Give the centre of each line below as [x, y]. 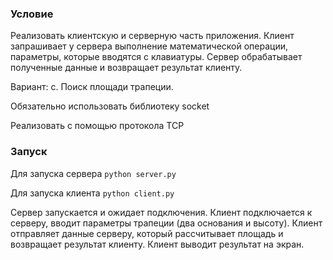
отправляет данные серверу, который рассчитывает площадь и [147, 233]
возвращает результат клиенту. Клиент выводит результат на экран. [157, 244]
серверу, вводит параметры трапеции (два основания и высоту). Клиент [166, 223]
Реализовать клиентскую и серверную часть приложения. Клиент [152, 36]
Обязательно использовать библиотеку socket [110, 106]
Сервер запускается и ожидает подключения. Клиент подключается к [161, 212]
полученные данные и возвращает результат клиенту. [126, 68]
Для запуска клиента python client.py [92, 193]
